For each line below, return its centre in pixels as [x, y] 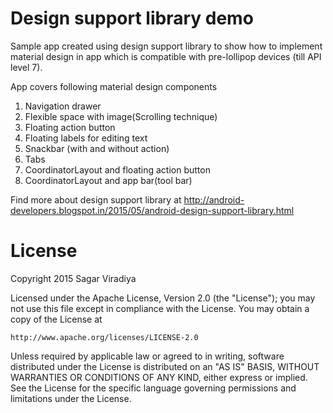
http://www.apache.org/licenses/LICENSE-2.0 [104, 337]
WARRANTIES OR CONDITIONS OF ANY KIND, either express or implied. [159, 377]
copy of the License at [56, 319]
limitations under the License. [71, 398]
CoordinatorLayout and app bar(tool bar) [108, 180]
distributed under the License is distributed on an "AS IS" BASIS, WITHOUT [165, 366]
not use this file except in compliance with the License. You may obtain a [160, 308]
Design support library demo [132, 18]
